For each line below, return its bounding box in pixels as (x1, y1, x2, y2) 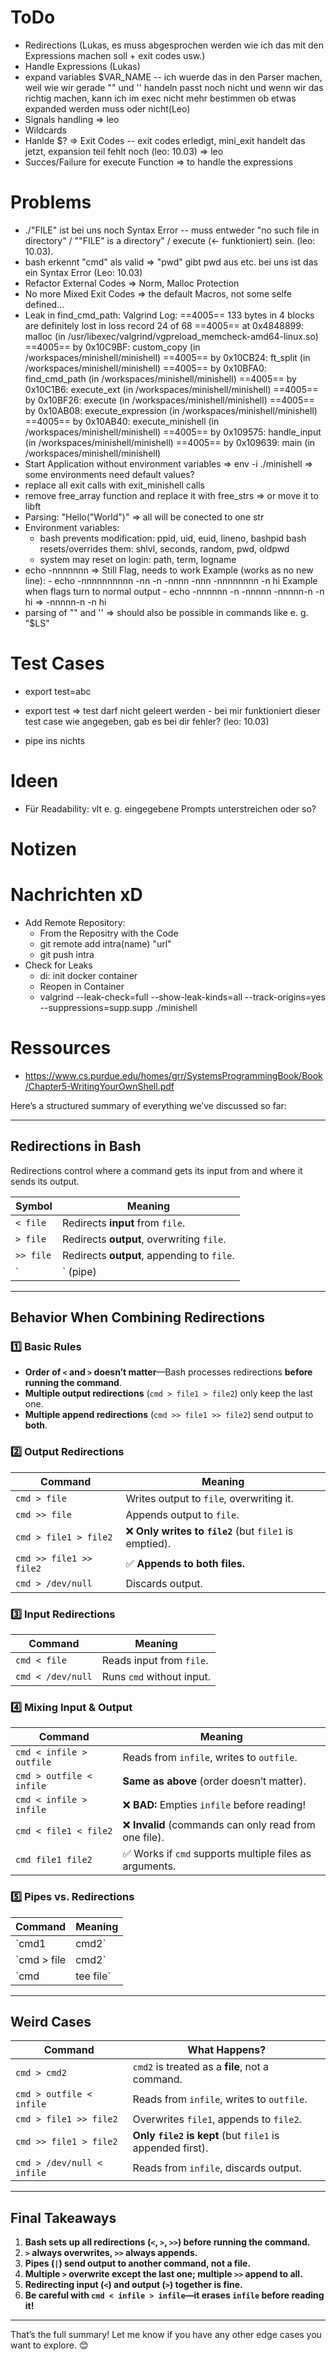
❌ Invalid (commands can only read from (122, 1818, 316, 1832)
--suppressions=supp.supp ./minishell (39, 1001, 198, 1013)
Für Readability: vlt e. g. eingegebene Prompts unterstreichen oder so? (24, 802, 317, 815)
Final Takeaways (10, 2209, 117, 2226)
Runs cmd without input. (101, 1669, 211, 1683)
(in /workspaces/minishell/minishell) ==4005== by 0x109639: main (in (24, 436, 316, 448)
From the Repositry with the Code (39, 927, 179, 939)
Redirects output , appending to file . (61, 1248, 235, 1262)
